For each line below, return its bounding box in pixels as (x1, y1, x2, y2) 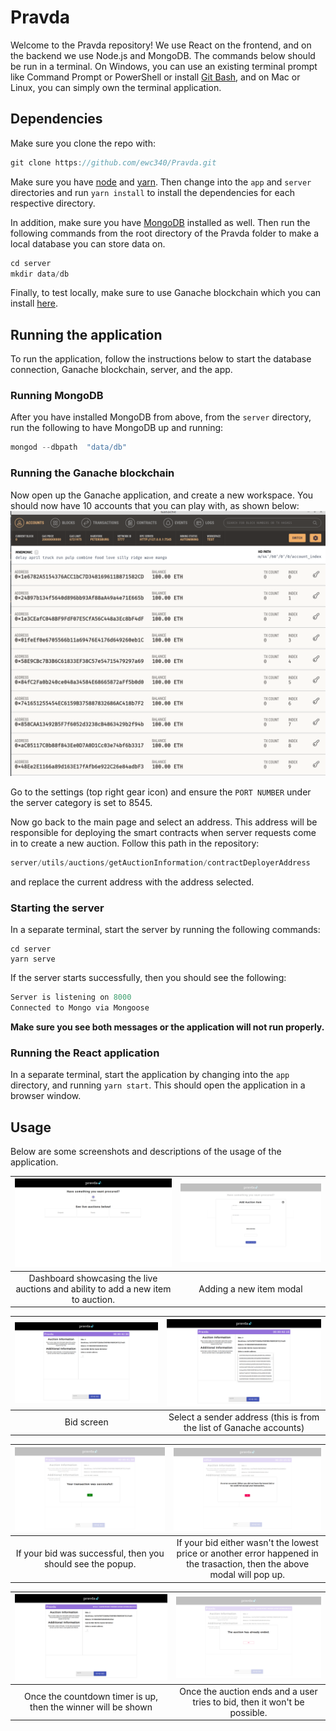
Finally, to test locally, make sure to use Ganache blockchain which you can (10, 287, 322, 299)
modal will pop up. (209, 1569, 285, 1581)
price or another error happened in (176, 1547, 319, 1560)
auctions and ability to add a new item (15, 1282, 172, 1295)
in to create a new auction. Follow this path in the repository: (10, 837, 260, 849)
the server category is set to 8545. (10, 796, 153, 808)
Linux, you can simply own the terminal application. (10, 81, 222, 93)
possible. (229, 1706, 268, 1718)
